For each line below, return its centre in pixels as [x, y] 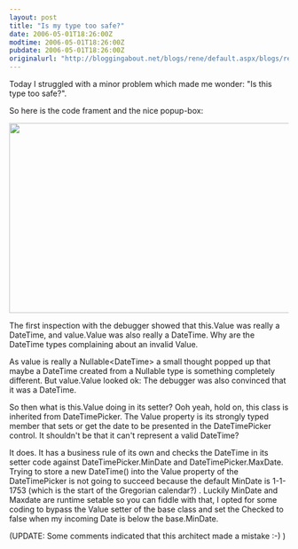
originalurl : [33, 59]
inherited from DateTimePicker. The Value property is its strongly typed [139, 417]
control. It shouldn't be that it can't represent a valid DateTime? [124, 435]
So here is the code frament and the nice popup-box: [106, 111]
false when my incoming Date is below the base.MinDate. [114, 519]
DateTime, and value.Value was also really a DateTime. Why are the [132, 335]
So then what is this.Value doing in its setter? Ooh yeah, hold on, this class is [149, 407]
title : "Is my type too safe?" [67, 26]
